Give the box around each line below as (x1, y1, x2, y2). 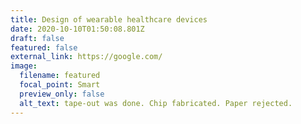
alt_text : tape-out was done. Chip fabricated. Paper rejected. (19, 98, 293, 108)
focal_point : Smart (19, 80, 101, 90)
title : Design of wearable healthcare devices (10, 14, 208, 25)
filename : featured (19, 71, 101, 81)
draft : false (10, 33, 65, 43)
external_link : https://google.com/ (10, 52, 163, 62)
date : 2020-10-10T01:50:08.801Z (10, 24, 145, 34)
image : (10, 61, 38, 71)
